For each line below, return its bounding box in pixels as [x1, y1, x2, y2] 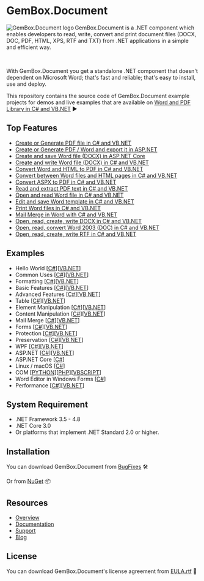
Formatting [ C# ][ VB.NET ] [15, 277, 79, 285]
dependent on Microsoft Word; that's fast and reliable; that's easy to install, [6, 74, 196, 81]
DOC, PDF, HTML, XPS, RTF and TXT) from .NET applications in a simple [6, 37, 189, 44]
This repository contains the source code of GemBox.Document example [6, 92, 190, 99]
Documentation [15, 520, 54, 528]
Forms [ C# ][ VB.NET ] [15, 323, 68, 330]
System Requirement [6, 399, 89, 409]
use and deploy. [6, 80, 47, 88]
